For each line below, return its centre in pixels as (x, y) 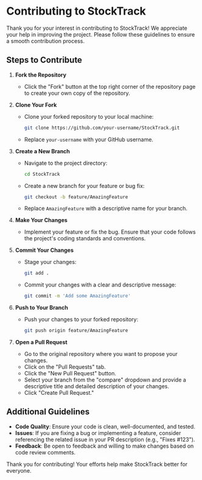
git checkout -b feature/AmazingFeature (76, 197)
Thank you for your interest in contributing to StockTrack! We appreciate (97, 28)
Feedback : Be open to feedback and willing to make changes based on (104, 446)
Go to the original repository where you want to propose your (101, 354)
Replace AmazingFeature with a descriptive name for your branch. (106, 209)
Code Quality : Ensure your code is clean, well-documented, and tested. (105, 426)
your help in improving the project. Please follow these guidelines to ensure (101, 34)
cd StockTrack (42, 174)
